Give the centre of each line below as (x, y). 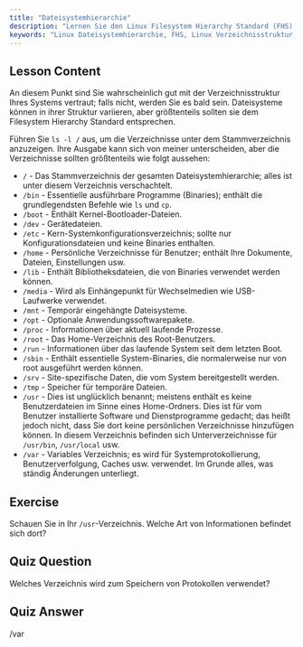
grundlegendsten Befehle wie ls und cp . (97, 205)
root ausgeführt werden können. (83, 368)
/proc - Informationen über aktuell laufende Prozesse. (123, 330)
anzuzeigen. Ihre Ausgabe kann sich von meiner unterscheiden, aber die (145, 149)
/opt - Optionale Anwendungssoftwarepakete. (109, 320)
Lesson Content (55, 71)
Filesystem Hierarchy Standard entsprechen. (93, 122)
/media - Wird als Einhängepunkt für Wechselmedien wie (128, 291)
